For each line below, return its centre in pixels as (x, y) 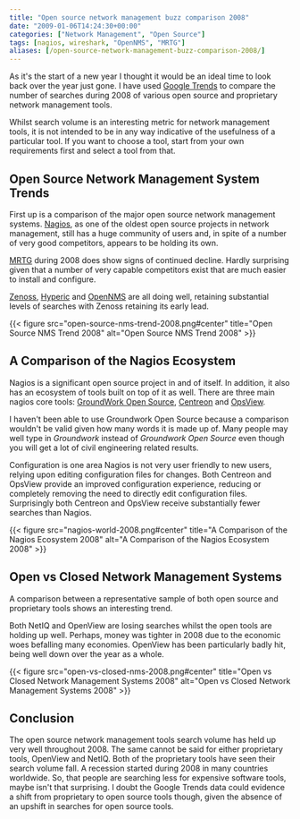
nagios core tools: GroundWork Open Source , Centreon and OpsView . (137, 401)
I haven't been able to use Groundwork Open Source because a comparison (149, 419)
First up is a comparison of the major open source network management (142, 214)
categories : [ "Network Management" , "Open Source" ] (107, 34)
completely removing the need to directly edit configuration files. (129, 493)
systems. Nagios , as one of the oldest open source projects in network (139, 224)
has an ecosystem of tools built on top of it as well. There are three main (142, 392)
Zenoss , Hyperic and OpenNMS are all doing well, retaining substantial (139, 296)
